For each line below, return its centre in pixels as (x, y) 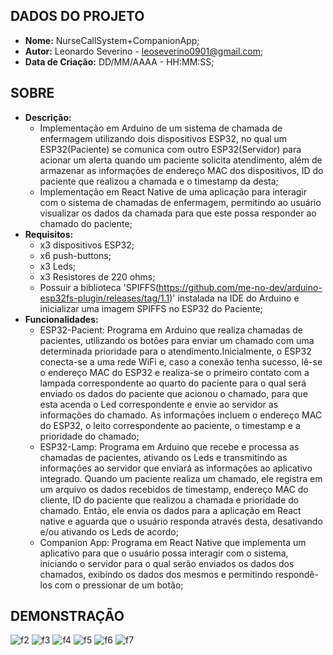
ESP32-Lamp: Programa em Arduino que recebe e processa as (169, 446)
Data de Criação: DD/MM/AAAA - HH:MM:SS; (119, 61)
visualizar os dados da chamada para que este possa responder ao (178, 213)
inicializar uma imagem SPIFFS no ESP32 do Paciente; (151, 308)
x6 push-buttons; (75, 255)
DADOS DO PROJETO (77, 16)
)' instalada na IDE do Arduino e (234, 298)
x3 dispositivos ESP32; (87, 245)
